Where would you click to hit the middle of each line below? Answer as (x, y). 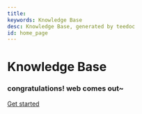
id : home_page (28, 33)
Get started (23, 104)
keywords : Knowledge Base (45, 20)
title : (17, 13)
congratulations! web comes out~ (65, 88)
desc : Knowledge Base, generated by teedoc (71, 26)
